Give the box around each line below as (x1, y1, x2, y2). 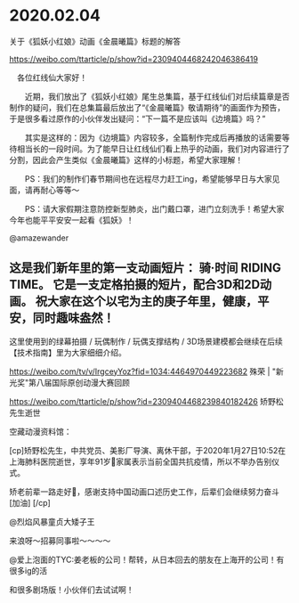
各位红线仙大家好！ (16, 72, 87, 83)
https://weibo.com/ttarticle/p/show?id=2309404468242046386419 (9, 53, 258, 64)
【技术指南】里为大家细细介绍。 (9, 346, 126, 357)
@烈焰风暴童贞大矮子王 (9, 516, 95, 526)
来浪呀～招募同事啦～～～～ (9, 535, 111, 546)
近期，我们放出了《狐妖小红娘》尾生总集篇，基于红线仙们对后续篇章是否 (24, 91, 290, 102)
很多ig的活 (9, 565, 47, 575)
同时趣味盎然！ (32, 311, 115, 326)
